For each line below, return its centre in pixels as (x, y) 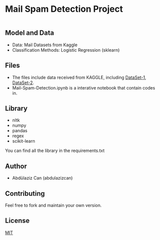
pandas (20, 131)
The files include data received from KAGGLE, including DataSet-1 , (79, 77)
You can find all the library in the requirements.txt (55, 150)
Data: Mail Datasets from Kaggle (45, 45)
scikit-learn (23, 141)
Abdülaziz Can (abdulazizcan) (42, 178)
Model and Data (30, 33)
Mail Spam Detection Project (64, 9)
